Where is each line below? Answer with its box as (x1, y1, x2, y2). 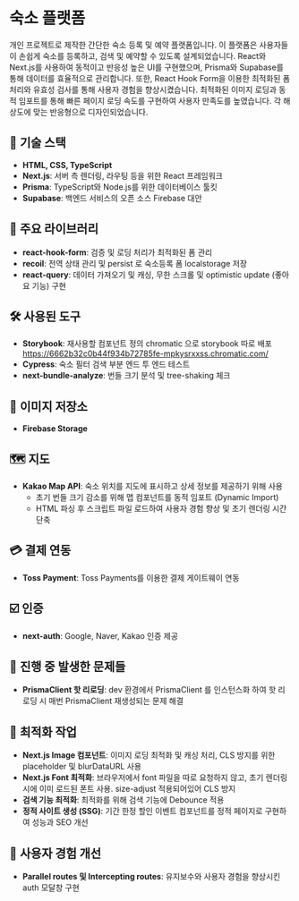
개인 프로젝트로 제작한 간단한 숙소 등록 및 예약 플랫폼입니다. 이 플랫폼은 (9, 39, 258, 50)
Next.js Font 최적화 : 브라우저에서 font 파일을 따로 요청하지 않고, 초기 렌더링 (21, 772, 288, 783)
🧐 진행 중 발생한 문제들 (9, 659, 126, 675)
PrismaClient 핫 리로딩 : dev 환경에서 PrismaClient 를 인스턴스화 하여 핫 (21, 684, 277, 695)
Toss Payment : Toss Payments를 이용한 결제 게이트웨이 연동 (21, 572, 240, 582)
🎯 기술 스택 (9, 135, 67, 150)
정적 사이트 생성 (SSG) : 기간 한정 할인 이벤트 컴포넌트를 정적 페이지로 (21, 806, 263, 817)
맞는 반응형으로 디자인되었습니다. (32, 106, 149, 117)
